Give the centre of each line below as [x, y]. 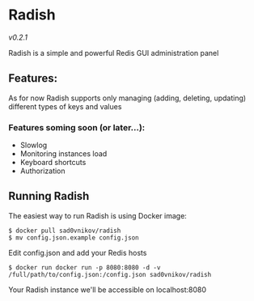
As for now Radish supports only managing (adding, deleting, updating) [127, 98]
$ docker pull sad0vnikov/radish [65, 231]
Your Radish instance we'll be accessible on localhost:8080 [108, 290]
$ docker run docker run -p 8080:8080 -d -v [85, 267]
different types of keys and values [65, 106]
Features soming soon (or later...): [77, 127]
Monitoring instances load [63, 154]
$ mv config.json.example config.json [74, 237]
